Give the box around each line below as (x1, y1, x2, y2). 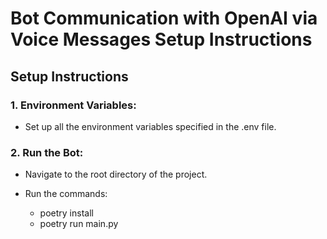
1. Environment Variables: (10, 98, 137, 112)
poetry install (39, 207, 94, 219)
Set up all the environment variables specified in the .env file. (24, 120, 277, 132)
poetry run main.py (39, 218, 119, 230)
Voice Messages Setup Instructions (10, 28, 313, 51)
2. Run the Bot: (10, 145, 84, 159)
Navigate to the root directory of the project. (24, 168, 208, 181)
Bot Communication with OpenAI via (10, 7, 318, 30)
